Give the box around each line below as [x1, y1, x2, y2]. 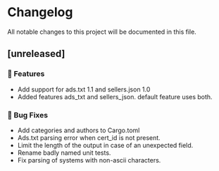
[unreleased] [7, 48, 65, 60]
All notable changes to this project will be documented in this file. [7, 27, 197, 36]
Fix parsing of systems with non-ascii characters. [17, 156, 161, 164]
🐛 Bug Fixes [7, 110, 48, 120]
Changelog [7, 4, 73, 20]
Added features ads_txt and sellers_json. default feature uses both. [17, 92, 213, 101]
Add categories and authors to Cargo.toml [17, 126, 140, 134]
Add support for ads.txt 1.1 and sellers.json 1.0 [17, 85, 151, 94]
